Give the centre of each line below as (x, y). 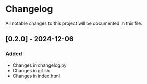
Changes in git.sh (31, 70)
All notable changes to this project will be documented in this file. (74, 23)
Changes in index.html (36, 76)
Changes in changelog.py (40, 65)
